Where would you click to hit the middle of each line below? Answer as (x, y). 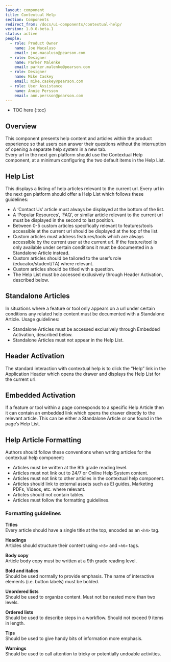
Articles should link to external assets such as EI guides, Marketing (83, 484)
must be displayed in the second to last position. (64, 220)
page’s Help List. (23, 424)
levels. (12, 602)
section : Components (27, 19)
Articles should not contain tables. (49, 495)
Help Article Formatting (43, 440)
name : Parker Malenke (37, 62)
